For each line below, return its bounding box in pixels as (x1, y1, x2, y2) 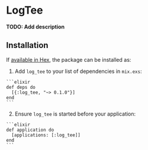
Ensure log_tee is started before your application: (14, 110, 136, 117)
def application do (6, 127, 54, 133)
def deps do (6, 84, 36, 90)
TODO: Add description (6, 23, 65, 30)
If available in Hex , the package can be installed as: (6, 56, 131, 63)
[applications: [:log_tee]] (11, 132, 81, 138)
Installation (6, 40, 49, 50)
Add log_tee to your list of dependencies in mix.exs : (14, 68, 142, 75)
